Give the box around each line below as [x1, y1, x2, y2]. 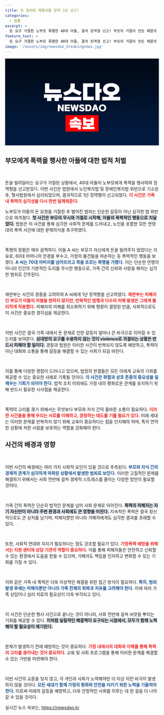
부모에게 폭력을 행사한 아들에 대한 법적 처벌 [5, 156, 126, 164]
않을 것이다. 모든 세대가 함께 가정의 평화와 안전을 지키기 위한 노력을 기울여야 [14, 682, 157, 688]
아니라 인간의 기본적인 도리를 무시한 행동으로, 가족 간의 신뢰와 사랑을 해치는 [5, 265, 148, 271]
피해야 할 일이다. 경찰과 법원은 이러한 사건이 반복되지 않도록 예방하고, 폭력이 [14, 342, 158, 348]
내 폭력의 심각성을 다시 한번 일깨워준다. [5, 198, 79, 204]
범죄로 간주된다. [10, 271, 41, 277]
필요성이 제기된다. [19, 623, 53, 629]
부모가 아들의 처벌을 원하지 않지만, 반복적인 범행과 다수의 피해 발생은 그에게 [10, 297, 151, 304]
